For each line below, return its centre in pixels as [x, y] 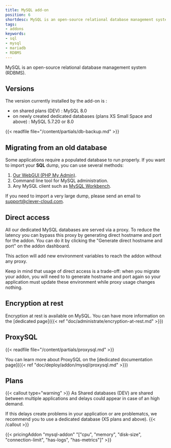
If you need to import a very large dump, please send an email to [73, 196]
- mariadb [16, 48]
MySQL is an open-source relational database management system [76, 67]
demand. [15, 404]
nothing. [14, 287]
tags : [11, 24]
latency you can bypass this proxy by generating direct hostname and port [83, 235]
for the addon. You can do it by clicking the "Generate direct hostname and [84, 240]
